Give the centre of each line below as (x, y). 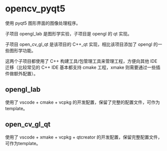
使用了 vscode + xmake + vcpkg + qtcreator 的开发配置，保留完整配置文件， (84, 137)
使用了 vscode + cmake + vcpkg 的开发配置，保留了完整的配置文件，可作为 (83, 102)
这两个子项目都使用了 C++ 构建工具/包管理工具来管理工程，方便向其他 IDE (81, 61)
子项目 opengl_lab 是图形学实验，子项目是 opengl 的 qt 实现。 (69, 33)
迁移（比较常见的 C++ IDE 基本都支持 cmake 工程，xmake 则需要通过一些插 (83, 67)
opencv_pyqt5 (35, 9)
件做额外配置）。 (22, 73)
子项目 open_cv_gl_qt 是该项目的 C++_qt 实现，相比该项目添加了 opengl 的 (82, 44)
